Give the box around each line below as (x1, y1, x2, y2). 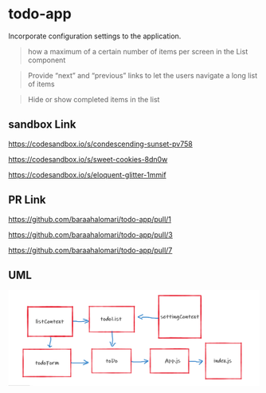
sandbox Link (8, 117, 76, 132)
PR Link (8, 193, 46, 207)
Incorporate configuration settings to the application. (8, 31, 182, 41)
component (27, 55, 66, 65)
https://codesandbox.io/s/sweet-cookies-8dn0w (8, 154, 168, 164)
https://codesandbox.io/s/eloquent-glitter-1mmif (8, 169, 166, 180)
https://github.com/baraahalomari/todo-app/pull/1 (8, 214, 172, 224)
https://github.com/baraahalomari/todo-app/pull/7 (8, 245, 173, 255)
